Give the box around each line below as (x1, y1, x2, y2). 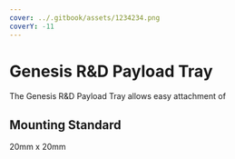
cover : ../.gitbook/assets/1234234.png (9, 13, 161, 23)
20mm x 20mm (9, 142, 66, 153)
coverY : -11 (9, 22, 54, 31)
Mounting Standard (9, 117, 122, 133)
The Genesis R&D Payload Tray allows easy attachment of (9, 91, 227, 102)
